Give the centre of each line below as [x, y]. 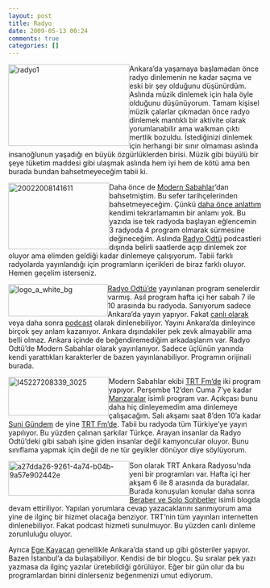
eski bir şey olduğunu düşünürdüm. [188, 86]
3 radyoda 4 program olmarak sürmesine [177, 230]
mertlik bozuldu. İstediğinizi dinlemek [191, 137]
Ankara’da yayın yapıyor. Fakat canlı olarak [178, 315]
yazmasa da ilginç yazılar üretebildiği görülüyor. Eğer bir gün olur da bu [127, 567]
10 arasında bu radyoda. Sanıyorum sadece [179, 306]
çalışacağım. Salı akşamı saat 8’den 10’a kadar [185, 415]
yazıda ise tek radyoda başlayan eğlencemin [183, 222]
